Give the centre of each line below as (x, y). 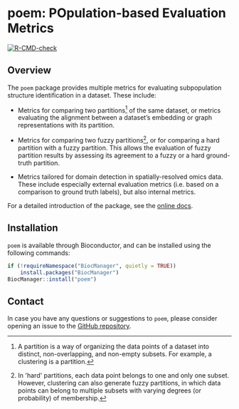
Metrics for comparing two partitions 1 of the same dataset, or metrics (119, 110)
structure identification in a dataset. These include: (82, 95)
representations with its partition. (66, 125)
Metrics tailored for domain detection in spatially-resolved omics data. (120, 177)
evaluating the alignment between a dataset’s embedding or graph (115, 118)
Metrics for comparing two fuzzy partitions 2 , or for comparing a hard (119, 140)
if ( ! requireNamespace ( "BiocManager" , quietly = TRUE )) (92, 266)
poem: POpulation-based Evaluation (117, 13)
